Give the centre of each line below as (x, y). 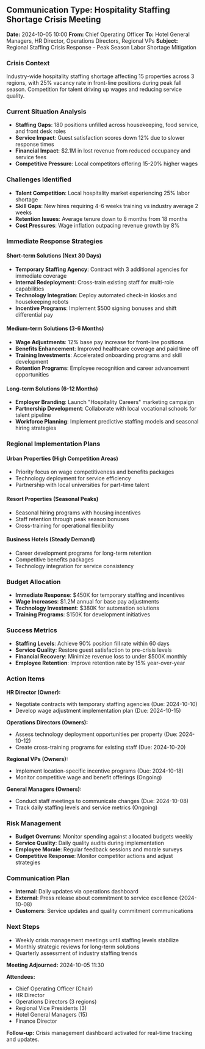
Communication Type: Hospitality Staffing (88, 10)
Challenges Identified (39, 179)
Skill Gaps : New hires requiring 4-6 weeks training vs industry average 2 (107, 206)
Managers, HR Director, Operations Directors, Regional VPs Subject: (92, 41)
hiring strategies (36, 428)
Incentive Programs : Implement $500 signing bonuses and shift (96, 308)
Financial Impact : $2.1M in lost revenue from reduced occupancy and (103, 151)
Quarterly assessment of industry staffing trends (76, 953)
